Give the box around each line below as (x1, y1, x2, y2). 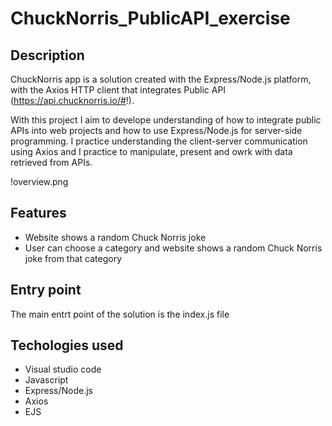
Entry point (10, 282, 82, 299)
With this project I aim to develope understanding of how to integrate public (10, 114, 322, 126)
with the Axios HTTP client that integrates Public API (10, 84, 227, 96)
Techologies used (10, 337, 124, 354)
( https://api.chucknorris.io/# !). (10, 95, 135, 106)
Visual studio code (24, 363, 102, 376)
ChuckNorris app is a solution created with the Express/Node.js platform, (10, 73, 312, 85)
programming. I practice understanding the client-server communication (10, 135, 308, 147)
